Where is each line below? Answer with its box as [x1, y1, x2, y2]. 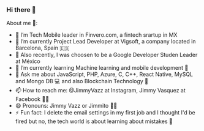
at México [15, 58, 41, 65]
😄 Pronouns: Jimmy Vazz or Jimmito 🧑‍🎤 [15, 102, 118, 110]
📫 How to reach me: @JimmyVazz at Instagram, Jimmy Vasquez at [15, 87, 186, 94]
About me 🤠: [6, 20, 38, 27]
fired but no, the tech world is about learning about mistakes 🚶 [15, 118, 173, 125]
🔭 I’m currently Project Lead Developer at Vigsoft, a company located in [15, 38, 196, 45]
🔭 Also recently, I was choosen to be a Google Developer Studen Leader [15, 51, 198, 59]
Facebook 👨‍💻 [15, 95, 50, 103]
